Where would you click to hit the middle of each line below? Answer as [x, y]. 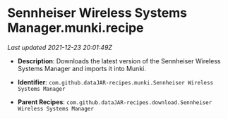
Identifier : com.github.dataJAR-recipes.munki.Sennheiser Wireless [115, 82]
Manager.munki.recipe [76, 28]
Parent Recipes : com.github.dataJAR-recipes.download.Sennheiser [115, 102]
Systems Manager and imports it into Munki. [82, 68]
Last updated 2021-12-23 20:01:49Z [60, 47]
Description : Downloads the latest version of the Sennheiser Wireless [119, 61]
